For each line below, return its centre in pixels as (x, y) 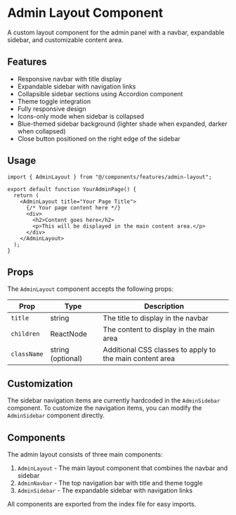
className (27, 354)
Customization (40, 383)
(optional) (66, 358)
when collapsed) (41, 131)
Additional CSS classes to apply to (159, 350)
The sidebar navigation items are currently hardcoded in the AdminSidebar (114, 400)
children (25, 334)
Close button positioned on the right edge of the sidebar (99, 138)
